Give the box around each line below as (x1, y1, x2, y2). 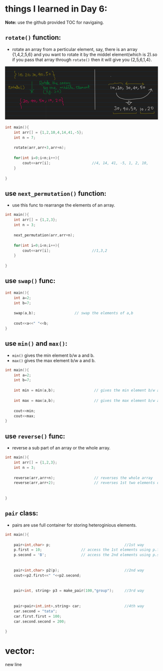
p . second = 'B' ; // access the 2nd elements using (14, 553, 151, 558)
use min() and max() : (5, 339, 68, 348)
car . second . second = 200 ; (14, 619, 66, 624)
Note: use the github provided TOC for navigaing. (5, 19, 104, 25)
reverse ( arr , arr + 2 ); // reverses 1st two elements (14, 480, 155, 485)
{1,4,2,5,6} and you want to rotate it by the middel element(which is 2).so (12, 51, 158, 57)
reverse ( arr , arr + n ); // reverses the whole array (14, 475, 153, 480)
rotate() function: (5, 33, 62, 42)
